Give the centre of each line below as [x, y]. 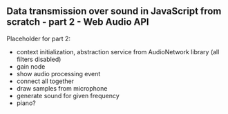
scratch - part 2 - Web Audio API [78, 22]
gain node [31, 66]
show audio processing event [58, 73]
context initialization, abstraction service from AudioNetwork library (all [118, 52]
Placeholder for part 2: [38, 38]
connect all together [45, 81]
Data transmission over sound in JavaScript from [114, 11]
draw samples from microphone [62, 88]
